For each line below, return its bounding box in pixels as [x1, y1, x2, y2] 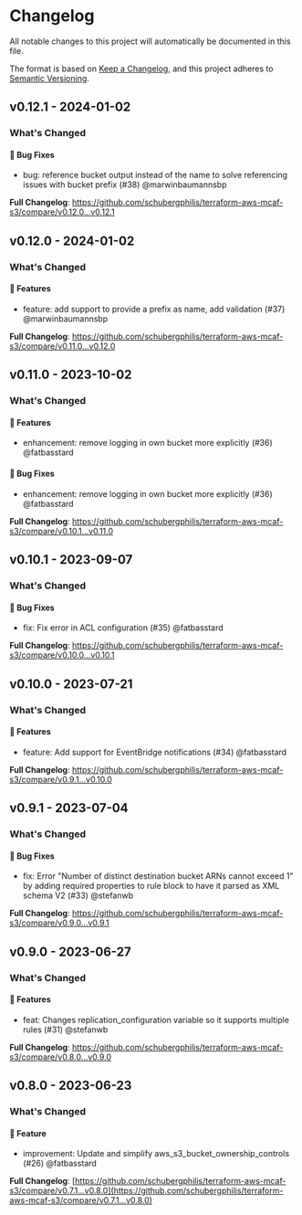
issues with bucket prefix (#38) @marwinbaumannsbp [22, 179, 227, 190]
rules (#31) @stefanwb [22, 1024, 109, 1035]
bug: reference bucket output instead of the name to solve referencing [22, 170, 288, 181]
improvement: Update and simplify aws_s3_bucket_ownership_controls [22, 1148, 290, 1159]
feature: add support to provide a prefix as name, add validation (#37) [22, 303, 286, 314]
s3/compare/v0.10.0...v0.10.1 [9, 650, 116, 660]
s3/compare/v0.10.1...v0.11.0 [9, 525, 114, 536]
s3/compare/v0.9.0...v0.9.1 [9, 917, 109, 928]
